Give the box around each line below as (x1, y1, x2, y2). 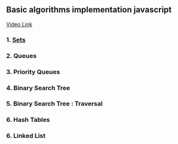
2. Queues (6, 51, 37, 60)
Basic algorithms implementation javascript (6, 5, 172, 15)
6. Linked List (6, 131, 46, 140)
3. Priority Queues (6, 68, 60, 76)
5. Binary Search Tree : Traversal (6, 100, 103, 108)
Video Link (6, 20, 33, 27)
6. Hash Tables (6, 116, 50, 124)
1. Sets (6, 35, 26, 44)
